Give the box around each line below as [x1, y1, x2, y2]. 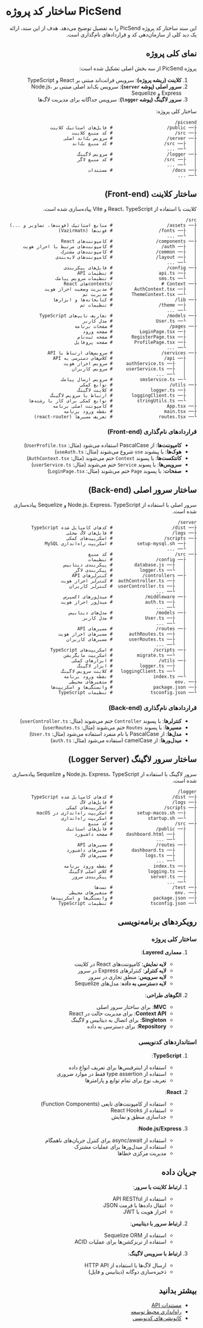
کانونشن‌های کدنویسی [132, 1315, 182, 1322]
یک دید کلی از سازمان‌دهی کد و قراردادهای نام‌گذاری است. [66, 30, 197, 38]
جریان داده [161, 1167, 197, 1177]
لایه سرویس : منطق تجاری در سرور [88, 974, 167, 981]
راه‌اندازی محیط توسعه [130, 1308, 182, 1315]
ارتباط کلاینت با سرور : [132, 1183, 182, 1191]
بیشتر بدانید [159, 1285, 197, 1296]
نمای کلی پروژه [145, 49, 197, 59]
